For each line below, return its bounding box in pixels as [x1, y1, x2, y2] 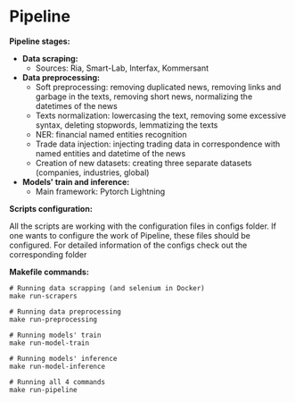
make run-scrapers [9, 291, 78, 300]
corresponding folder [9, 248, 87, 260]
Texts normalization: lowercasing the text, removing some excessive [35, 110, 287, 121]
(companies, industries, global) [35, 167, 150, 178]
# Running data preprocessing [9, 306, 122, 316]
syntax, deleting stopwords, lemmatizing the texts [35, 119, 218, 130]
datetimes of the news [35, 100, 118, 111]
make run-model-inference [9, 362, 105, 371]
